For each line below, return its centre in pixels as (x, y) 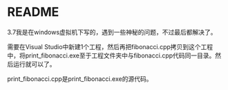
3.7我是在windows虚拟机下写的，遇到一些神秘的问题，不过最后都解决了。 (112, 32)
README (33, 12)
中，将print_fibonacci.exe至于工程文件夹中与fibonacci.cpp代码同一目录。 (111, 55)
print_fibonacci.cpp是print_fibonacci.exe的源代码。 (80, 79)
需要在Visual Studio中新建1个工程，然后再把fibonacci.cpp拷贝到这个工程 (110, 46)
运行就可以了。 (34, 64)
